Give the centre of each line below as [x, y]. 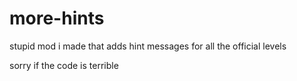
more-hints [57, 18]
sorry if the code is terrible [64, 65]
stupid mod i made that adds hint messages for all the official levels [148, 46]
